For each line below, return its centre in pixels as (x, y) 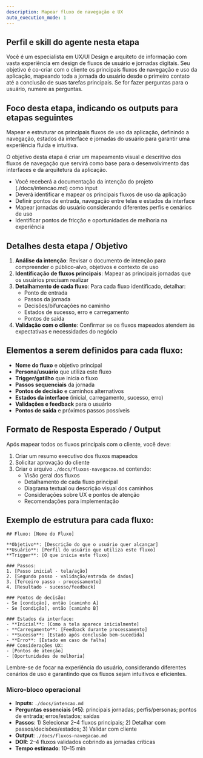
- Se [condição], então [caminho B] (52, 609)
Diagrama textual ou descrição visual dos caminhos (88, 488)
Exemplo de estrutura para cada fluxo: (80, 520)
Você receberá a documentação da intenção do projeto (84, 182)
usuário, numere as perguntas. (45, 89)
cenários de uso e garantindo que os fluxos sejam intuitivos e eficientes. (97, 674)
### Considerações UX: (35, 646)
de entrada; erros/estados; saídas (57, 716)
